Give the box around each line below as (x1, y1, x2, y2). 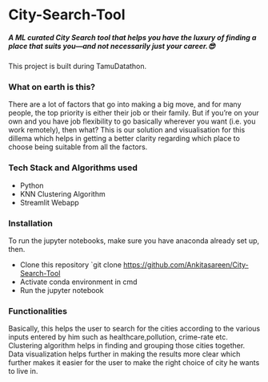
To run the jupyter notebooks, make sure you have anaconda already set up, (8, 236, 260, 246)
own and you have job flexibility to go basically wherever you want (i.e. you (8, 116, 256, 126)
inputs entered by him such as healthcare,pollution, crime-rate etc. (8, 332, 228, 342)
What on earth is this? (8, 82, 96, 93)
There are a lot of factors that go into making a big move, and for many (8, 100, 242, 109)
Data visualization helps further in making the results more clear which (8, 349, 241, 359)
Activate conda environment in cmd (19, 277, 138, 286)
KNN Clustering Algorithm (19, 189, 106, 198)
